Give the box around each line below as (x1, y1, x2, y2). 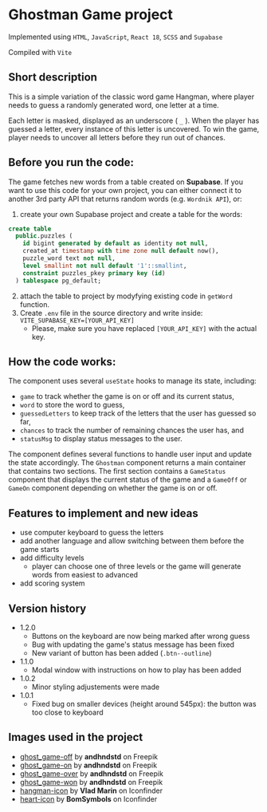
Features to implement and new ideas (8, 507, 198, 520)
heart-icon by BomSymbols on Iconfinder (19, 794, 158, 803)
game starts (19, 545, 60, 554)
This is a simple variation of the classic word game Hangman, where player (8, 92, 255, 101)
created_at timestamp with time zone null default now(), (22, 247, 219, 255)
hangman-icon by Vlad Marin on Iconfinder (19, 786, 163, 795)
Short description (8, 70, 98, 85)
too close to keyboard (31, 708, 104, 717)
